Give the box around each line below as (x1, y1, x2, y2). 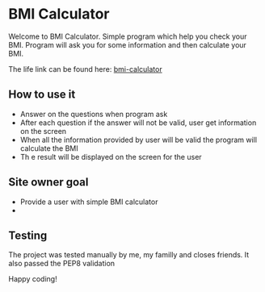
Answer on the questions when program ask (19, 109, 168, 119)
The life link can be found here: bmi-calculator (8, 64, 163, 73)
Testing (8, 228, 48, 242)
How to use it (8, 88, 76, 102)
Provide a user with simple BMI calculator (19, 197, 158, 206)
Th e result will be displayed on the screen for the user (19, 152, 202, 161)
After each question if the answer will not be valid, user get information (19, 118, 257, 127)
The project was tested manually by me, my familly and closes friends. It (8, 250, 250, 260)
